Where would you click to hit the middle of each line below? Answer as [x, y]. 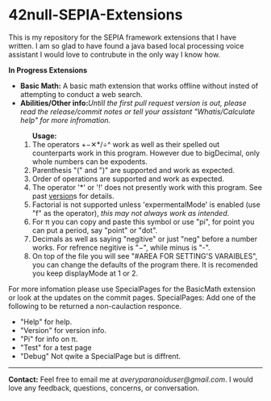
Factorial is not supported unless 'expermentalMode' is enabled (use [146, 205]
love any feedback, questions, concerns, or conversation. [104, 388]
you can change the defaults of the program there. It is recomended [145, 264]
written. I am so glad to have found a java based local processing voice [126, 45]
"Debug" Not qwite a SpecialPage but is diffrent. [100, 356]
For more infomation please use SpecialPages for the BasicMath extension [132, 289]
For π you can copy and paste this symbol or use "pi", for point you [143, 222]
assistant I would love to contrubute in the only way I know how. [114, 54]
